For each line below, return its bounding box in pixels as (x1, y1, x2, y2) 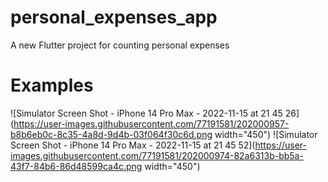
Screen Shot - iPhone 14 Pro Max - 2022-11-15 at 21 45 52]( (10, 139, 256, 151)
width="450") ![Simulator (214, 128, 318, 140)
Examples (10, 74, 94, 97)
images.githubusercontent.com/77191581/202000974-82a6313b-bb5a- (10, 149, 304, 161)
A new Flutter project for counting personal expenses (10, 39, 230, 51)
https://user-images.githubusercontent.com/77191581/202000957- (13, 117, 290, 130)
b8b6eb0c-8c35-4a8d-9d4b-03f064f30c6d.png (10, 128, 213, 140)
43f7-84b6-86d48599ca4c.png (10, 160, 143, 172)
